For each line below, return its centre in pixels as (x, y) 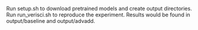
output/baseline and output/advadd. (51, 21)
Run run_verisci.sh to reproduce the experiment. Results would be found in (98, 15)
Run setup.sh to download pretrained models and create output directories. (99, 9)
